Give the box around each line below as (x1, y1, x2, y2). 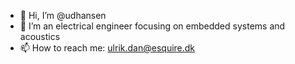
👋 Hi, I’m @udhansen (19, 10, 107, 21)
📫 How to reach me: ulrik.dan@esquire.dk (19, 42, 196, 54)
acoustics (19, 31, 61, 42)
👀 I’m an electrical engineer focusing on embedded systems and (19, 20, 286, 32)
